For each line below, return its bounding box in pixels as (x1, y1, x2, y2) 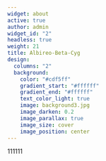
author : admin (7, 23, 49, 30)
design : (7, 56, 30, 63)
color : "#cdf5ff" (20, 75, 71, 83)
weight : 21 (7, 43, 40, 50)
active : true (7, 17, 46, 24)
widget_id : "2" (7, 30, 52, 37)
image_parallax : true (20, 115, 83, 122)
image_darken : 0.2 (20, 108, 74, 115)
